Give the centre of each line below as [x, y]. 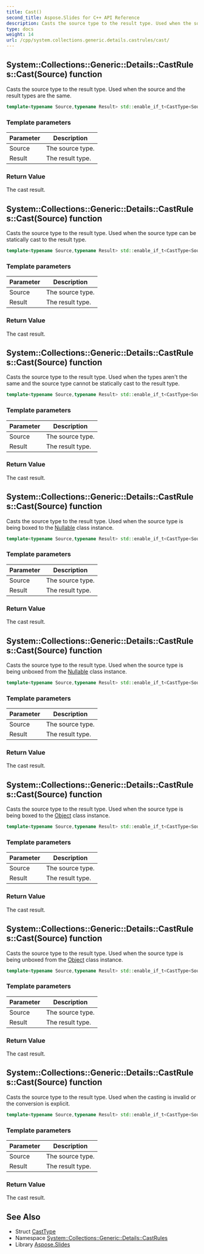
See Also [23, 1217]
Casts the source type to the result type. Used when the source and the [96, 89]
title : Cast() [24, 12]
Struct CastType [35, 1231]
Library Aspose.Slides [42, 1245]
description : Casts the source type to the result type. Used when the [99, 23]
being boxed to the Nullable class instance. [60, 527]
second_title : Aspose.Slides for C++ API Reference [73, 18]
